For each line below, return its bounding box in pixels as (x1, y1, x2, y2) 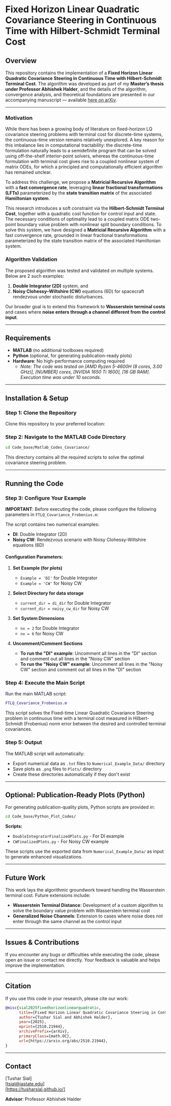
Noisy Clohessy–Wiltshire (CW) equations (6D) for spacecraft (12, 288, 145, 294)
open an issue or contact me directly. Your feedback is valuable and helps (5, 957, 160, 963)
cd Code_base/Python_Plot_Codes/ (5, 814, 76, 819)
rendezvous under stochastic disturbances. (12, 293, 104, 300)
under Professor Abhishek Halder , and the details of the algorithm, (5, 86, 147, 92)
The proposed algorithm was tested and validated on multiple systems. (5, 267, 154, 274)
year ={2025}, (18, 1019, 47, 1024)
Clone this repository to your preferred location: (5, 421, 105, 427)
